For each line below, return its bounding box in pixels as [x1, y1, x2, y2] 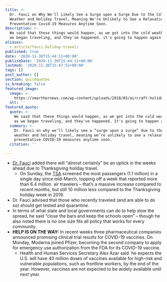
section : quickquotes [5, 77, 50, 82]
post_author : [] [5, 72, 39, 77]
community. [12, 224, 37, 230]
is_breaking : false [5, 81, 46, 86]
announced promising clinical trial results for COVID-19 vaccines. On [12, 234, 153, 240]
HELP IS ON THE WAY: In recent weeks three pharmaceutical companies [12, 229, 162, 235]
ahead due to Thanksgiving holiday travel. [12, 165, 98, 171]
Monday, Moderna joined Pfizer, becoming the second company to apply [12, 240, 162, 245]
